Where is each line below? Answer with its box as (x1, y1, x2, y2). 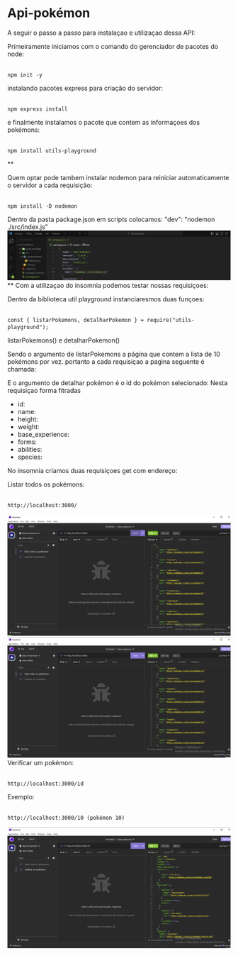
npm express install (7, 105, 69, 113)
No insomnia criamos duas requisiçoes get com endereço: (7, 466, 178, 474)
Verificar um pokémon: (7, 759, 74, 767)
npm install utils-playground (7, 147, 97, 154)
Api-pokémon (7, 5, 91, 21)
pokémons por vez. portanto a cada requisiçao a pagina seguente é (7, 357, 205, 366)
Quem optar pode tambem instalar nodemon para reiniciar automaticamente (7, 173, 229, 182)
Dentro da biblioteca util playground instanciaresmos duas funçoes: (7, 294, 205, 303)
